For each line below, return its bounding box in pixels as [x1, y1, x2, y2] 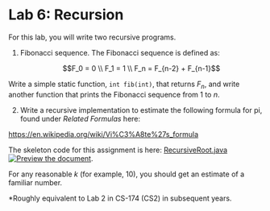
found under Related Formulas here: [19, 114, 141, 123]
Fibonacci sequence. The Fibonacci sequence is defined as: [19, 48, 220, 57]
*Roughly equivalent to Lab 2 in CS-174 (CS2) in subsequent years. [8, 193, 232, 203]
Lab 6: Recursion [8, 6, 124, 24]
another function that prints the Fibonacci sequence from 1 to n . [8, 89, 220, 99]
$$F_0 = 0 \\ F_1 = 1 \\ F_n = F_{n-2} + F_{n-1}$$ [62, 63, 221, 73]
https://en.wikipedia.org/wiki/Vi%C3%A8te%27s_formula [8, 129, 199, 139]
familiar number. [8, 177, 63, 187]
